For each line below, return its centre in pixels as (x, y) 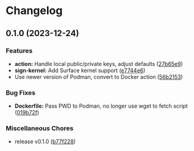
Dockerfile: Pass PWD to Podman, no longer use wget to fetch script (101, 106)
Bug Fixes (21, 92)
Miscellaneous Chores (40, 128)
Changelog (34, 11)
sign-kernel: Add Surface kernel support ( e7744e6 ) (80, 70)
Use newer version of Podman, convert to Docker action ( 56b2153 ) (99, 76)
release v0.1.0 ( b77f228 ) (45, 142)
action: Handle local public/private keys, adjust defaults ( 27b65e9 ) (99, 64)
